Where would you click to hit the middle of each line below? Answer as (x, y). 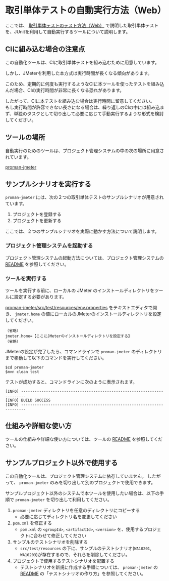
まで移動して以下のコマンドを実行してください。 (56, 358)
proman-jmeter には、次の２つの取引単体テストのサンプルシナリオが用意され (84, 197)
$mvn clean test (22, 372)
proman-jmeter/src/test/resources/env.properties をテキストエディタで (79, 307)
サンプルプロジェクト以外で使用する (62, 463)
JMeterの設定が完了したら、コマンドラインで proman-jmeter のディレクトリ (84, 351)
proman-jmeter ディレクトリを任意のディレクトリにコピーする (76, 510)
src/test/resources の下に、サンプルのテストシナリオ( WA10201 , (86, 548)
